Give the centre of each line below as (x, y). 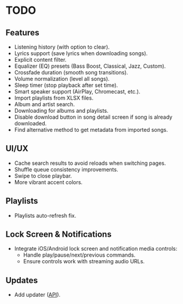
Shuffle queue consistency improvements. (66, 169)
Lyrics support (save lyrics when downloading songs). (81, 53)
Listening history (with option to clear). (62, 47)
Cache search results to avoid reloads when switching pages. (90, 163)
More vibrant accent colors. (48, 182)
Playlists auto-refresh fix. (45, 215)
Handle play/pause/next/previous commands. (79, 255)
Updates (22, 280)
